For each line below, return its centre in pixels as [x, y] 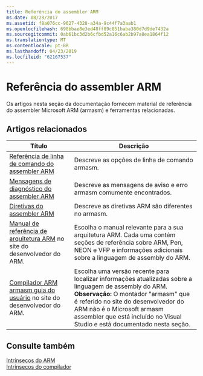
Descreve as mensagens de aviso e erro [131, 185]
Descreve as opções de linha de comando [134, 160]
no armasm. [91, 214]
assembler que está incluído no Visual [128, 317]
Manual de [24, 223]
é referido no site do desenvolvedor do [129, 302]
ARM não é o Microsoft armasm [119, 309]
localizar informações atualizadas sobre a [133, 279]
